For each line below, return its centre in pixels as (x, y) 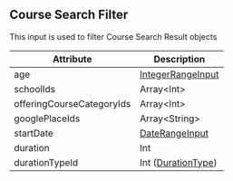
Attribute (73, 59)
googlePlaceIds (47, 119)
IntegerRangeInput (179, 74)
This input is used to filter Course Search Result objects (113, 36)
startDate (34, 133)
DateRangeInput (174, 133)
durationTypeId (46, 162)
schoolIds (35, 89)
